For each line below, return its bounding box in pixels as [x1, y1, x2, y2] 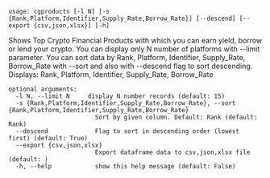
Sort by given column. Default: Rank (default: [94, 113, 258, 121]
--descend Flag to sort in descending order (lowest [15, 127, 240, 136]
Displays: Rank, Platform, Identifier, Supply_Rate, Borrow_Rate [8, 70, 214, 79]
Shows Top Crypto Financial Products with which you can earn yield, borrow [8, 36, 263, 45]
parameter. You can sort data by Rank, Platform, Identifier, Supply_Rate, [8, 53, 246, 62]
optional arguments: [8, 85, 78, 93]
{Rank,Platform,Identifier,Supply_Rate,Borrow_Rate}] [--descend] [8, 14, 236, 22]
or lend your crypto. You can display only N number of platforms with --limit [8, 44, 260, 54]
